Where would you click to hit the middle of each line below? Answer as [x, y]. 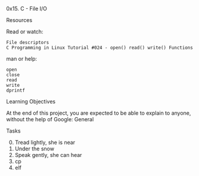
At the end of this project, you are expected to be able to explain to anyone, [99, 113]
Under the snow [35, 149]
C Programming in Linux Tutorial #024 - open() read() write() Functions [100, 48]
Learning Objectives [31, 101]
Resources [19, 20]
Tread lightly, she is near [45, 142]
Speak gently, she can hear [48, 155]
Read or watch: [25, 32]
